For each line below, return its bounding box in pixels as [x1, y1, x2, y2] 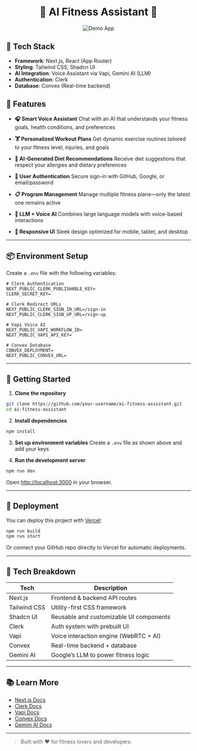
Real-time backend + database [50, 641, 137, 650]
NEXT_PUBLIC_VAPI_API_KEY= [6, 332, 72, 338]
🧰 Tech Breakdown [6, 566, 76, 576]
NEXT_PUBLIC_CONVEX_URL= [6, 353, 67, 359]
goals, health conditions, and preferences [14, 123, 116, 131]
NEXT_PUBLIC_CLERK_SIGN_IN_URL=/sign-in [6, 307, 107, 312]
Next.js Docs [14, 696, 46, 703]
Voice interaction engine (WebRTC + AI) [50, 632, 161, 640]
